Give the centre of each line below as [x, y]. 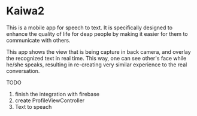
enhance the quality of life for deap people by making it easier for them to [97, 33]
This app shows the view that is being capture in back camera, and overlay [99, 51]
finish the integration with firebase [57, 94]
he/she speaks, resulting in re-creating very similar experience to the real [97, 65]
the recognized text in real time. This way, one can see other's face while [96, 58]
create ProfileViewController [50, 100]
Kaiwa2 [25, 11]
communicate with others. [38, 40]
